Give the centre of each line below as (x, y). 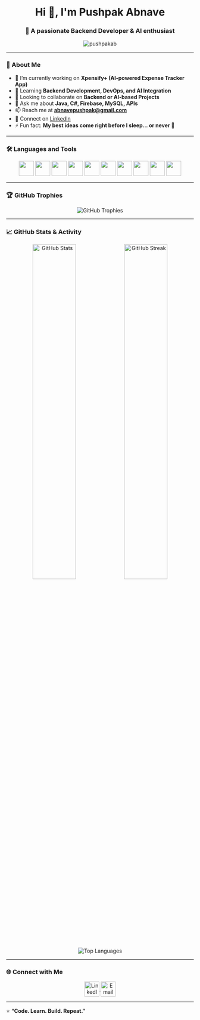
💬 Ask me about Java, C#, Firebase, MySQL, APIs (76, 103)
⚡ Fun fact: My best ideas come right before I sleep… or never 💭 (95, 125)
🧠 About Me (24, 65)
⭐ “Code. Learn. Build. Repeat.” (46, 1010)
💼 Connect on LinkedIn (43, 118)
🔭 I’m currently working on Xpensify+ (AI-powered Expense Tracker (99, 78)
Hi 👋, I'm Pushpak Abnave (100, 12)
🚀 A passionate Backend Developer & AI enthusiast (100, 31)
